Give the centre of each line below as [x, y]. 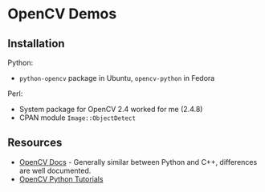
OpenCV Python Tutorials [61, 179]
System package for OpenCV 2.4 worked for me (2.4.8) [111, 109]
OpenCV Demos [62, 14]
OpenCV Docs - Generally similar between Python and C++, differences [138, 162]
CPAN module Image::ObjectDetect [77, 118]
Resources [35, 143]
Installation [36, 44]
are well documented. [55, 170]
